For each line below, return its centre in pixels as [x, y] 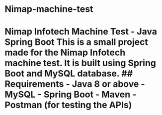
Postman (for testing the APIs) [68, 105]
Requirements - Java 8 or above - [75, 84]
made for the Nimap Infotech [65, 53]
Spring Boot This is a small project [77, 42]
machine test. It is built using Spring [81, 63]
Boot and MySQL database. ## [69, 74]
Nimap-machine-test [49, 9]
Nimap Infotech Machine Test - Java [81, 32]
